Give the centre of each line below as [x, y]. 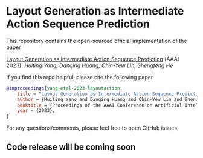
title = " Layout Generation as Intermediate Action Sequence [95, 94]
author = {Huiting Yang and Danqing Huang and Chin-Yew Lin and [100, 99]
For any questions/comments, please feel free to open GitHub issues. [92, 128]
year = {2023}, [36, 111]
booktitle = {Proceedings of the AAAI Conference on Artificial [100, 105]
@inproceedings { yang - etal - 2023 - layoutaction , [64, 88]
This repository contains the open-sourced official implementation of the [97, 41]
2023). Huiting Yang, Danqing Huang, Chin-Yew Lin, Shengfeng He [90, 65]
